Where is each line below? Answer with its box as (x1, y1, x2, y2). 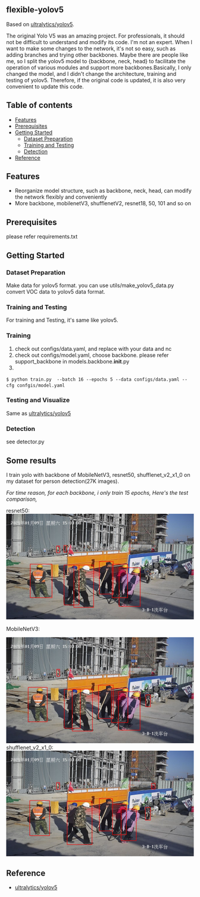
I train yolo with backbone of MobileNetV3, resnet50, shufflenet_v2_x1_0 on (6, 471, 190, 478)
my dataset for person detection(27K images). (6, 477, 119, 485)
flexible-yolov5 (6, 5, 64, 15)
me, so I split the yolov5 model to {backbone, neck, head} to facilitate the (6, 57, 186, 64)
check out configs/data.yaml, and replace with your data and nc (14, 345, 172, 352)
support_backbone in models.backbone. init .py (14, 357, 130, 365)
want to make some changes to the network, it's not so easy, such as (6, 45, 176, 52)
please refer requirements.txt (6, 233, 78, 241)
